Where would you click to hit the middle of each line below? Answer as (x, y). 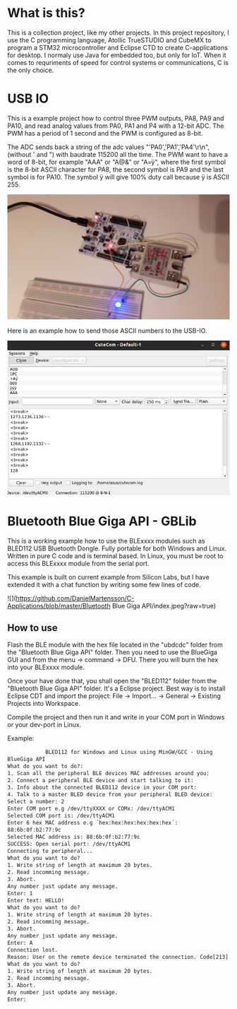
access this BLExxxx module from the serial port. (78, 563)
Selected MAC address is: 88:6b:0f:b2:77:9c (74, 837)
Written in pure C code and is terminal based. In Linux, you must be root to (115, 555)
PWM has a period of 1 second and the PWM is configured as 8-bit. (105, 133)
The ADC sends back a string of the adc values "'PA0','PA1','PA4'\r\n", (109, 147)
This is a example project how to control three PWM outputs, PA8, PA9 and (116, 118)
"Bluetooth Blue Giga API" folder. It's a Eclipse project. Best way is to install (116, 689)
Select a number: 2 (36, 802)
